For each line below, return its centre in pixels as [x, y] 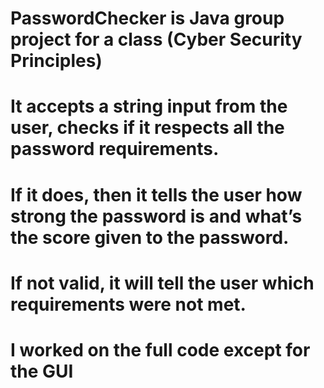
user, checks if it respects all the [147, 128]
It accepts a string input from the [149, 106]
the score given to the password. [150, 237]
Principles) [56, 61]
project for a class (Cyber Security [156, 39]
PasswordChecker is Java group [147, 18]
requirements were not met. [128, 304]
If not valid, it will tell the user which [162, 283]
